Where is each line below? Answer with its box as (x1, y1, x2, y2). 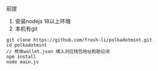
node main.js (6, 58, 39, 65)
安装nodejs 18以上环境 (14, 17, 71, 24)
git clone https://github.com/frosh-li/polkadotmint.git (6, 37, 153, 43)
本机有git (14, 25, 38, 32)
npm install (6, 54, 36, 60)
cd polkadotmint (6, 42, 47, 48)
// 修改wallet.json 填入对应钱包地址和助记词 (6, 48, 110, 54)
